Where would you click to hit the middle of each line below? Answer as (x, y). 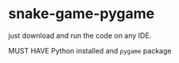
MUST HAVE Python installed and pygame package (90, 50)
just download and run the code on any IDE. (80, 35)
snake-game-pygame (82, 14)
